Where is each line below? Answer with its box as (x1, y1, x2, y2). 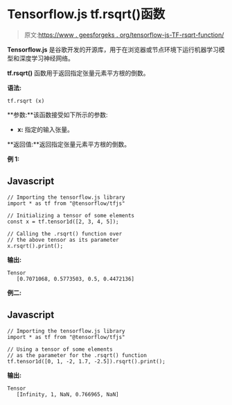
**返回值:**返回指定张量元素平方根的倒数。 (7, 140, 131, 148)
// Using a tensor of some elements (7, 345, 113, 353)
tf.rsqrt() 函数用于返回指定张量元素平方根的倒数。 (7, 69, 150, 77)
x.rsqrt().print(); (7, 242, 64, 249)
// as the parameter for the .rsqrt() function (7, 352, 148, 358)
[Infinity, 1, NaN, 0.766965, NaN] (16, 390, 119, 398)
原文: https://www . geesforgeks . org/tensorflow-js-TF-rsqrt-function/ (24, 31, 224, 39)
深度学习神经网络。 (19, 53, 74, 63)
